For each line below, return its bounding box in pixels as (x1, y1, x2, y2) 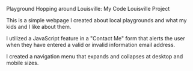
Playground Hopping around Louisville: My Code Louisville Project (6, 5, 170, 12)
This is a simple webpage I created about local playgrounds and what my (6, 17, 187, 23)
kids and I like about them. (6, 23, 72, 30)
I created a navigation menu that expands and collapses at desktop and (6, 53, 183, 60)
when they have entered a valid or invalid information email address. (6, 42, 176, 48)
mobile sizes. (6, 60, 39, 66)
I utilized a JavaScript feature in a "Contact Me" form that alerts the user (6, 35, 185, 42)
